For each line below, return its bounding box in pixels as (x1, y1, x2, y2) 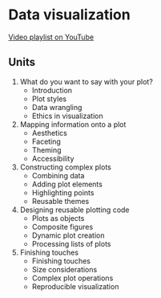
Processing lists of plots (31, 239, 111, 248)
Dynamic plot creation (31, 231, 105, 240)
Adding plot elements (31, 179, 103, 189)
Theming (31, 145, 62, 154)
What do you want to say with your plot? (19, 76, 154, 86)
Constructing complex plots (19, 162, 112, 172)
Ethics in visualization (31, 111, 103, 120)
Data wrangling (31, 102, 83, 112)
